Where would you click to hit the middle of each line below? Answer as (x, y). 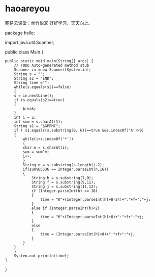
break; (30, 109)
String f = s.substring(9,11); (63, 182)
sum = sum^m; (36, 152)
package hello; (20, 33)
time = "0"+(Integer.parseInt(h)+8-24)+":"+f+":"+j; (95, 199)
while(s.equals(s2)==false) (43, 87)
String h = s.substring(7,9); (62, 178)
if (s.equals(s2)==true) (39, 100)
